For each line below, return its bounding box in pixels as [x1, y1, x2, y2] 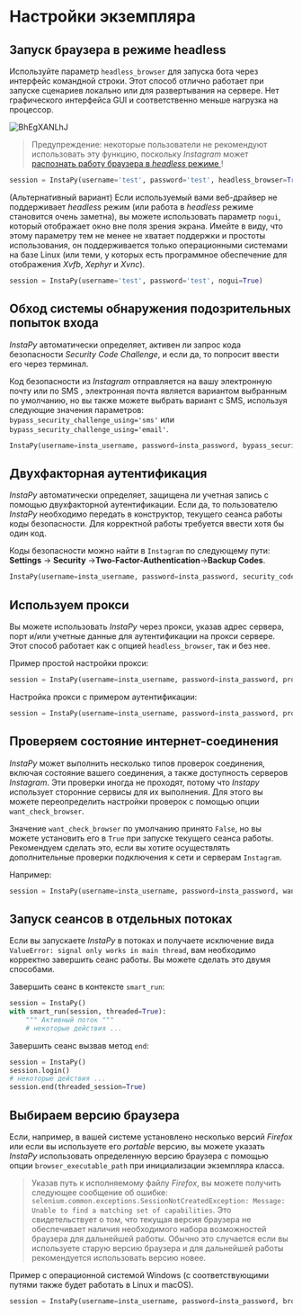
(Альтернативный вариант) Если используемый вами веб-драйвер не [9, 192, 278, 203]
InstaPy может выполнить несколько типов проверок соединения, [9, 758, 265, 769]
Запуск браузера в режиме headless [9, 42, 226, 58]
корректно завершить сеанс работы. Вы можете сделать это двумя [9, 954, 271, 965]
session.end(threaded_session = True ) [9, 1083, 147, 1092]
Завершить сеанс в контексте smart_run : [9, 981, 165, 992]
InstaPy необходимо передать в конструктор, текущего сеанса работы [9, 509, 283, 519]
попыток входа [9, 315, 99, 330]
